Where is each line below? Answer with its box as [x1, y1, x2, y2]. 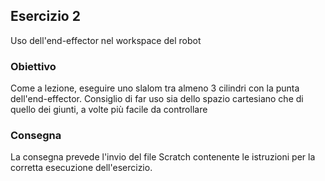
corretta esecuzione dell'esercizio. [10, 162, 153, 174]
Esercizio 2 [10, 8, 81, 25]
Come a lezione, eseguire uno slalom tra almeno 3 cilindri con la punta [10, 82, 300, 94]
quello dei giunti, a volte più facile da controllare [10, 104, 208, 116]
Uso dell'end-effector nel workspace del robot [10, 34, 202, 46]
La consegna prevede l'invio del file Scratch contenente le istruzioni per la [10, 151, 316, 163]
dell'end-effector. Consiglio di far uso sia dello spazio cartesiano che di [10, 93, 304, 105]
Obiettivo [10, 59, 57, 73]
